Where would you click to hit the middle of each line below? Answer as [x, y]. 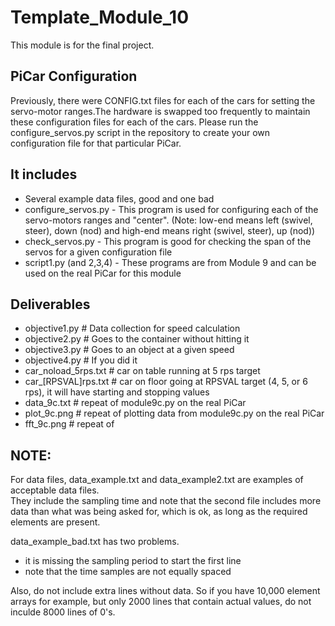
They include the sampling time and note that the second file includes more [166, 501]
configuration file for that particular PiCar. [96, 143]
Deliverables [50, 304]
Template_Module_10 [100, 17]
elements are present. [55, 522]
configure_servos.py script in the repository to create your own [140, 132]
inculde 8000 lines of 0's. [63, 612]
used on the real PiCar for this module [103, 273]
